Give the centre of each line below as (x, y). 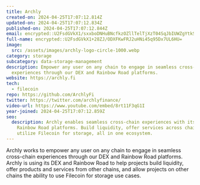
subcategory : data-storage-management (54, 61)
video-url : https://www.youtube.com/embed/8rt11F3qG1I (76, 106)
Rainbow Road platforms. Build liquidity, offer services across (100, 128)
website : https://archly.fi (41, 78)
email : (14, 34)
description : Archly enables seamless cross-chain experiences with (98, 123)
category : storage (29, 56)
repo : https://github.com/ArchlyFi (50, 95)
